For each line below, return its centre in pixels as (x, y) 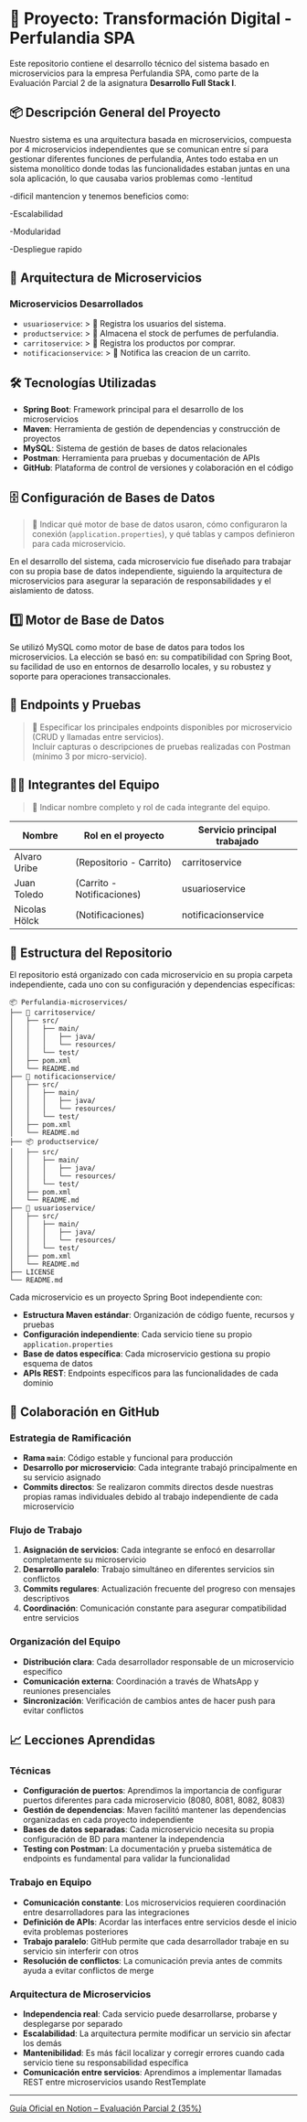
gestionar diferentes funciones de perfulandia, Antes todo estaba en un (144, 158)
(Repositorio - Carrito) (123, 862)
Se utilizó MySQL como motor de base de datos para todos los (127, 647)
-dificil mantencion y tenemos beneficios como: (99, 196)
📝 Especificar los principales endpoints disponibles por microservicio (162, 727)
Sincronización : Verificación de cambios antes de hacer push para (149, 1700)
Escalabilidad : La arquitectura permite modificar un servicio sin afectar (157, 2033)
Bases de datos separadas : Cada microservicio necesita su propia (148, 1829)
